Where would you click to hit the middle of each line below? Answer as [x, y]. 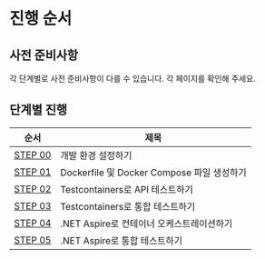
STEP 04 [33, 223]
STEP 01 [33, 172]
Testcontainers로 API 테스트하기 [127, 189]
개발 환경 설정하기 [96, 155]
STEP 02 [33, 189]
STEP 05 [33, 240]
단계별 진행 [39, 110]
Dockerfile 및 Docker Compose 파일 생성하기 [153, 172]
